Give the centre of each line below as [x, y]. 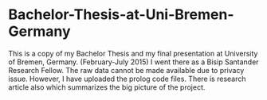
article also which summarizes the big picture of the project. [107, 87]
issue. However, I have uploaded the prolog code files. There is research [127, 79]
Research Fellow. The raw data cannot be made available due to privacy [126, 70]
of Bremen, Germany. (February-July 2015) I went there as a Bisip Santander [133, 62]
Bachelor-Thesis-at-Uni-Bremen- [121, 15]
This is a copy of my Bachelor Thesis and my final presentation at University [133, 53]
